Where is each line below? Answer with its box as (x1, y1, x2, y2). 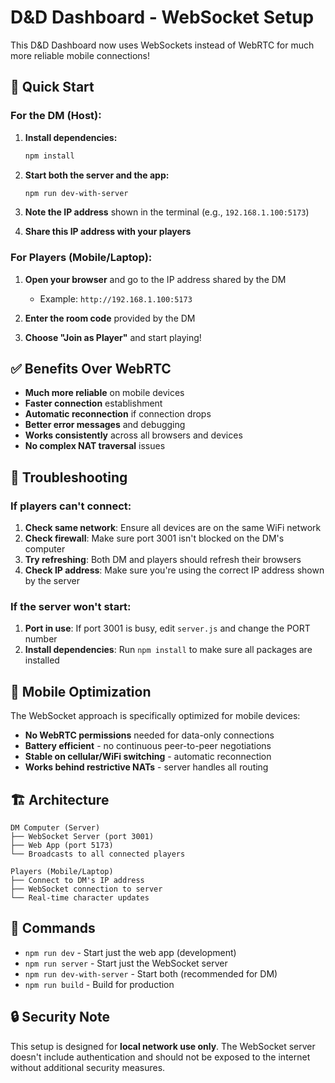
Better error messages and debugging (24, 419, 186, 431)
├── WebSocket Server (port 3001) (10, 832, 155, 842)
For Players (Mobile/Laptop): (10, 251, 153, 265)
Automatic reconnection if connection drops (24, 408, 212, 420)
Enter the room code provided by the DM (24, 312, 196, 324)
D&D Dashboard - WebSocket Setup (10, 6, 315, 29)
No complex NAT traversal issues (24, 440, 166, 452)
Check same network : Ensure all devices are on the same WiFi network (24, 522, 322, 534)
